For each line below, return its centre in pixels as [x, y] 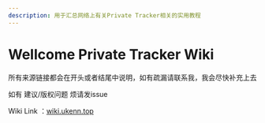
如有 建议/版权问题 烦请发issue [58, 94]
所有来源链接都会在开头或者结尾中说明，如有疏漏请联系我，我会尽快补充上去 [132, 77]
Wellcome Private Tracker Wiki [111, 54]
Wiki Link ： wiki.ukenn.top [51, 110]
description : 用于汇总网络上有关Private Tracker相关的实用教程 [105, 15]
